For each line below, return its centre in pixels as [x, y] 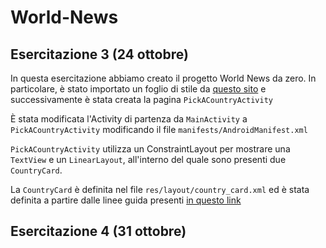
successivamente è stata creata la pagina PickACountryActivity [141, 99]
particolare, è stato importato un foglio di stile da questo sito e [138, 89]
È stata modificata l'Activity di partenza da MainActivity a [129, 119]
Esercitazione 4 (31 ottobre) [98, 231]
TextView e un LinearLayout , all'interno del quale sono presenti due [148, 159]
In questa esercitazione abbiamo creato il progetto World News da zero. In [163, 78]
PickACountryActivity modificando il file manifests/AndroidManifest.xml [159, 129]
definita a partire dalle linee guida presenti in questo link [126, 200]
